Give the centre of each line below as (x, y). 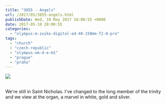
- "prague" (21, 57)
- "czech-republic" (31, 48)
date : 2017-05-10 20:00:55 (34, 24)
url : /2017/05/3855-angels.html (39, 15)
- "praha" (20, 62)
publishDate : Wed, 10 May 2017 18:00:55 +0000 (56, 19)
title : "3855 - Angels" (31, 10)
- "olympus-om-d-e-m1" (34, 52)
